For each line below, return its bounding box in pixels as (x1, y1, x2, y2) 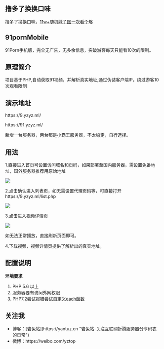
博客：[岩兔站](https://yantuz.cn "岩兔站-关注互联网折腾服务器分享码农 (12, 325, 157, 332)
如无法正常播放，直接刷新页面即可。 (5, 233, 79, 238)
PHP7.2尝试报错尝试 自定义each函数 (12, 296, 85, 302)
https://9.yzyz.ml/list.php (5, 194, 56, 199)
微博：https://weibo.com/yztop (12, 338, 76, 344)
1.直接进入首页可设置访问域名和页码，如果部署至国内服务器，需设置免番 (5, 162, 151, 168)
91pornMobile (5, 34, 49, 42)
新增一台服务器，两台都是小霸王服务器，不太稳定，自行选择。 (5, 132, 131, 138)
